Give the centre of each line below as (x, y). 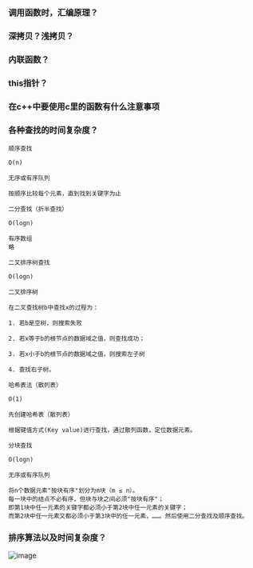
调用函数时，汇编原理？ (53, 12)
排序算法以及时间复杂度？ (57, 538)
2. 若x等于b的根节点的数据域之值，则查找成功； (77, 338)
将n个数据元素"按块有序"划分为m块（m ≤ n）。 (73, 490)
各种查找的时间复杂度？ (53, 130)
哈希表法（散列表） (35, 385)
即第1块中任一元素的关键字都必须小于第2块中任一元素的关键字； (98, 507)
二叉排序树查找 (29, 262)
